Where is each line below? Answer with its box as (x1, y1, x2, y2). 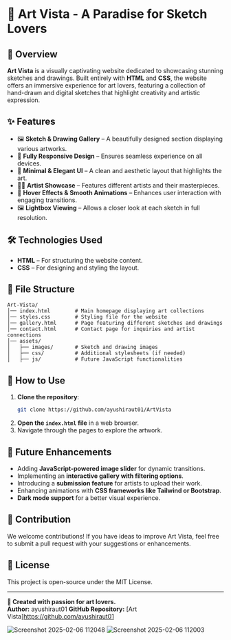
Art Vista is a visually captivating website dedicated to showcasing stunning (7, 67, 223, 74)
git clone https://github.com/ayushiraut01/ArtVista (16, 406, 172, 413)
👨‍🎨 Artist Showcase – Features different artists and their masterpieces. (16, 181, 220, 189)
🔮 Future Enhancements (7, 446, 112, 458)
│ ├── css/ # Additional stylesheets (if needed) (7, 350, 186, 357)
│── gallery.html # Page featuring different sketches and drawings (7, 320, 223, 327)
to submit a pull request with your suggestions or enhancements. (7, 539, 191, 548)
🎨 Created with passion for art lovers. (7, 597, 116, 606)
